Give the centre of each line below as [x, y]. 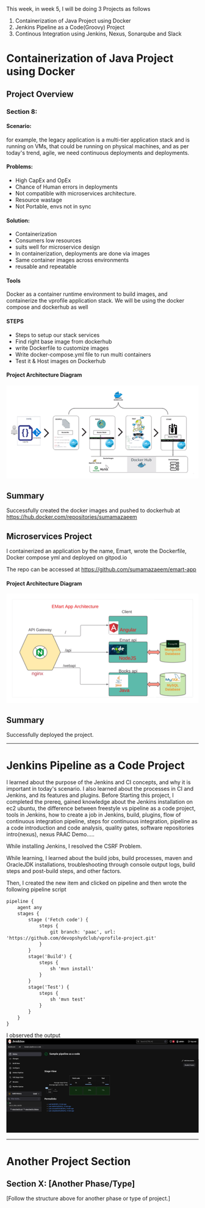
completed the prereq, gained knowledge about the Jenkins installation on [100, 802]
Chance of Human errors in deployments [66, 187]
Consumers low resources [48, 241]
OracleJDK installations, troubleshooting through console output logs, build [101, 865]
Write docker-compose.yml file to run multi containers [83, 354]
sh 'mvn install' [72, 969]
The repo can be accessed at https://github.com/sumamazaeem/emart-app [101, 569]
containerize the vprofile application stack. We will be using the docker [95, 301]
